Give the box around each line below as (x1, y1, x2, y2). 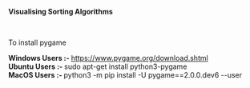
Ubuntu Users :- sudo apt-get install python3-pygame (8, 62, 187, 71)
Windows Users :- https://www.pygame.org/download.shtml (8, 54, 208, 62)
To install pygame (8, 38, 67, 47)
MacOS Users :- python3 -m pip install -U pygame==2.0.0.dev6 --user (8, 70, 243, 79)
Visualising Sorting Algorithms (8, 7, 114, 16)
